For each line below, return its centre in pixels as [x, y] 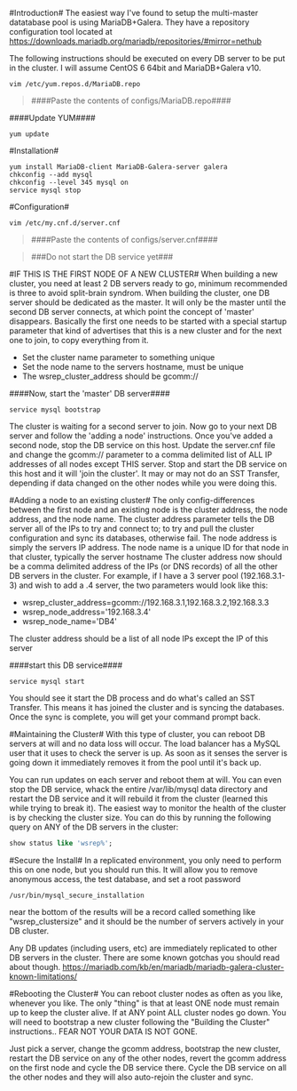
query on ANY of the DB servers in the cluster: [94, 827]
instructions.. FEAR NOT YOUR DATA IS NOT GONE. [103, 1031]
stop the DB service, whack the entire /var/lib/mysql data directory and [139, 789]
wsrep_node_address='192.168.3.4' [86, 612]
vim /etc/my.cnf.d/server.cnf [65, 223]
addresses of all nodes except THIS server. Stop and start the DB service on [148, 464]
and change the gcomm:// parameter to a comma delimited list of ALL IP [141, 454]
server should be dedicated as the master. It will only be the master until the [148, 302]
